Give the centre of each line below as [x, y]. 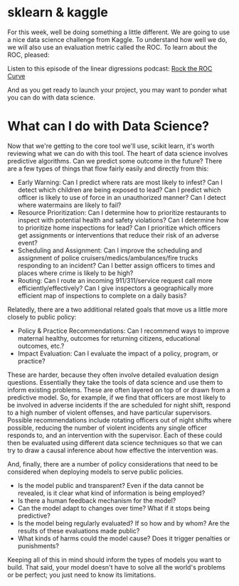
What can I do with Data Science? [108, 126]
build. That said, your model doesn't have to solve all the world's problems [116, 567]
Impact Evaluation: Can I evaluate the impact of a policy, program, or [118, 353]
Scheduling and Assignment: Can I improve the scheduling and [110, 250]
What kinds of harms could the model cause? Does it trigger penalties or [124, 538]
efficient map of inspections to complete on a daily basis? [102, 295]
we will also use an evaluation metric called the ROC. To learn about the [112, 47]
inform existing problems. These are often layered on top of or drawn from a [119, 390]
